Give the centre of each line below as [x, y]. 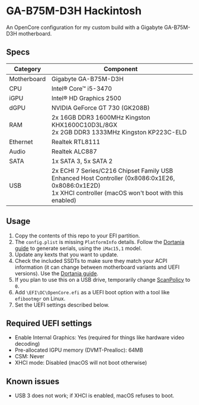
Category [28, 69]
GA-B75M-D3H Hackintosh [74, 11]
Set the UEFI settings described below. [62, 305]
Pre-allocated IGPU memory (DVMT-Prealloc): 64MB [79, 350]
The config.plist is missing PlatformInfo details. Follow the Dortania [99, 242]
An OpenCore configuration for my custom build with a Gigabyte [84, 27]
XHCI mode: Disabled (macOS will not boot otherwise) [81, 363]
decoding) [27, 344]
